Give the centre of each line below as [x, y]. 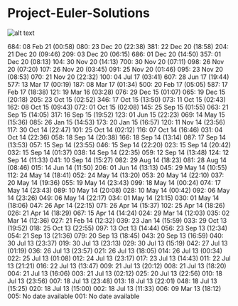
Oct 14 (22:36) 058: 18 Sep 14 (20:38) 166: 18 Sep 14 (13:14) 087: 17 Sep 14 [117, 137]
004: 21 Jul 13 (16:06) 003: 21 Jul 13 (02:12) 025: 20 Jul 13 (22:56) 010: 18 [115, 273]
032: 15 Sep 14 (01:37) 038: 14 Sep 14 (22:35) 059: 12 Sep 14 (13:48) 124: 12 [118, 152]
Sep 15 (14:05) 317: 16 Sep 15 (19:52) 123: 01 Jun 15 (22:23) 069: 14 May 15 [116, 115]
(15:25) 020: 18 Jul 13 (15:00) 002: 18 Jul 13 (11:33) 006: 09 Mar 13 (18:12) [114, 288]
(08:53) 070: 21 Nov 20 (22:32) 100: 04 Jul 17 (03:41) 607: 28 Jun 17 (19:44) [118, 77]
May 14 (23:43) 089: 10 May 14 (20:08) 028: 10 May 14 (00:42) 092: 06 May [119, 190]
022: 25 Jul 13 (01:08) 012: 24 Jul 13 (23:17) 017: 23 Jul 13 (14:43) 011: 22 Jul [119, 258]
